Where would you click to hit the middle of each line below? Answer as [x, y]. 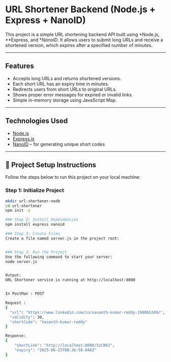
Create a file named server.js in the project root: [62, 238]
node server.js [21, 261]
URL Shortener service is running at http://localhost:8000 [70, 280]
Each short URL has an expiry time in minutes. [61, 84]
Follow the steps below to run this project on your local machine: [73, 177]
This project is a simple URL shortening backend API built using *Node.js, [82, 34]
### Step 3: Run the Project [36, 252]
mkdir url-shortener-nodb [33, 201]
